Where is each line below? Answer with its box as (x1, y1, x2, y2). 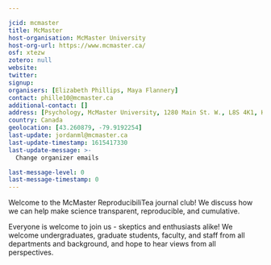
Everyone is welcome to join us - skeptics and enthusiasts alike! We (8, 222, 233, 232)
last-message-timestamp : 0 (8, 176, 99, 184)
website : (8, 64, 38, 72)
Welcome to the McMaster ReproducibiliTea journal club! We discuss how (8, 198, 253, 208)
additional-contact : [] (8, 101, 89, 110)
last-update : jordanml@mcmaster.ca (8, 131, 128, 139)
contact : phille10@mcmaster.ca (8, 93, 114, 101)
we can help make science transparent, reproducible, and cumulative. (8, 206, 240, 216)
